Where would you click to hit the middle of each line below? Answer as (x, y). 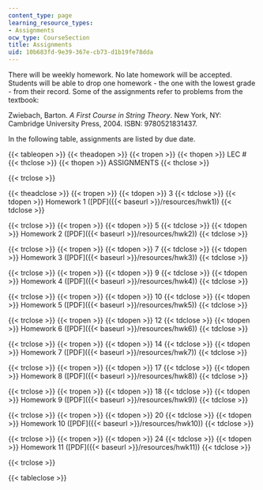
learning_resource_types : (51, 23)
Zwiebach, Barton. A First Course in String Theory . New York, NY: (115, 115)
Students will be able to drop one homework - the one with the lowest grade (132, 83)
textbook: (24, 100)
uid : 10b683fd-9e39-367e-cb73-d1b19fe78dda (81, 52)
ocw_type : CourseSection (49, 38)
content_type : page (40, 15)
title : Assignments (40, 45)
